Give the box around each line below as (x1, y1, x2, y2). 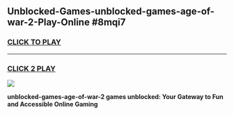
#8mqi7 (91, 17, 126, 29)
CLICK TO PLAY (7, 38, 61, 47)
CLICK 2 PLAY (7, 63, 56, 73)
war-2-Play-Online (7, 17, 91, 29)
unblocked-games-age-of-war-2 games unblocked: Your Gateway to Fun (7, 92, 224, 100)
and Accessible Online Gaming (7, 100, 98, 108)
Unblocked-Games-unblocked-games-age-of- (7, 6, 214, 17)
